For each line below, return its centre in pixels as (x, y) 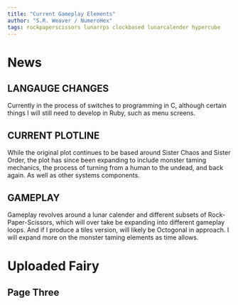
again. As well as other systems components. (74, 176)
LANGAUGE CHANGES (58, 89)
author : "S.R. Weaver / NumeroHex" (60, 21)
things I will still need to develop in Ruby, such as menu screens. (102, 113)
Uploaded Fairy (53, 266)
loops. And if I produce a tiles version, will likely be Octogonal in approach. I (118, 230)
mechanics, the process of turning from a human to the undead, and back (115, 168)
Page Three (33, 292)
